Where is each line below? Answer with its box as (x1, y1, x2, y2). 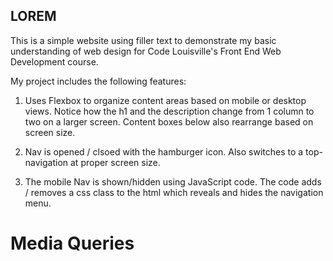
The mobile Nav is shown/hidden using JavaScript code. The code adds (24, 175, 322, 188)
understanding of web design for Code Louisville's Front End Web (10, 45, 282, 57)
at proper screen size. (70, 156, 161, 168)
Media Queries (10, 232, 135, 254)
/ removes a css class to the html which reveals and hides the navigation (24, 186, 324, 198)
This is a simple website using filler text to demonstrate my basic (10, 34, 277, 46)
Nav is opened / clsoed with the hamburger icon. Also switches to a (24, 145, 304, 158)
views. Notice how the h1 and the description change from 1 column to (24, 105, 315, 117)
